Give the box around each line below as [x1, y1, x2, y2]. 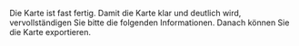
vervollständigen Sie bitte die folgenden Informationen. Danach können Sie [9, 17, 290, 28]
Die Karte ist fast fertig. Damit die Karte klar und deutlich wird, [9, 8, 242, 18]
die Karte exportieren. [9, 27, 91, 37]
